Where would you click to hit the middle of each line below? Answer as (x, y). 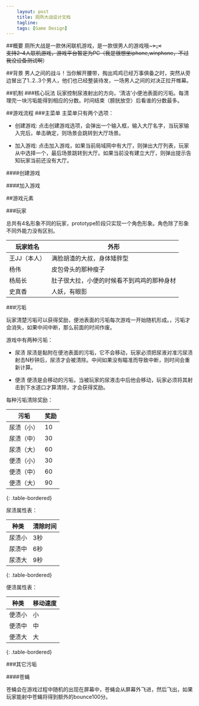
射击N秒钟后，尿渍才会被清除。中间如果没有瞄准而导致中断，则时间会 (100, 360)
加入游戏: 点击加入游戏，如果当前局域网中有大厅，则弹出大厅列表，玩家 (102, 146)
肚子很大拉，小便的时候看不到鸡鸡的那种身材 (114, 281)
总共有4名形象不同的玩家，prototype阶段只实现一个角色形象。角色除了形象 (98, 223)
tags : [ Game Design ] (42, 28)
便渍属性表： (22, 588)
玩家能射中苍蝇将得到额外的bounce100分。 (59, 697)
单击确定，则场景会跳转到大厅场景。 (80, 133)
